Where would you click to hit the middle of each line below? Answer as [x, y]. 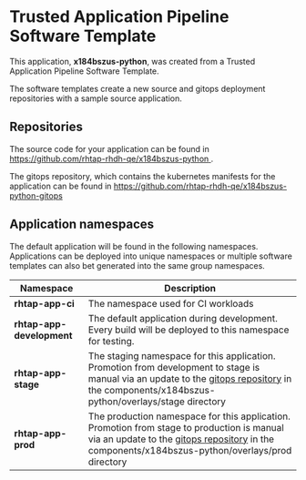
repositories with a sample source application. [96, 98]
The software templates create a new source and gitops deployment [138, 88]
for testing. [111, 341]
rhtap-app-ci [44, 303]
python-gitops [36, 195]
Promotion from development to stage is [174, 367]
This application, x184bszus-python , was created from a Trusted [133, 61]
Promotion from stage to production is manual [186, 427]
